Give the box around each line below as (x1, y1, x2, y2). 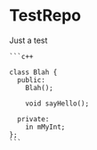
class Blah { (9, 68, 58, 77)
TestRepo (9, 5, 82, 26)
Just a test (9, 35, 48, 46)
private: (17, 114, 50, 123)
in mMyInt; (25, 122, 66, 131)
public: (17, 75, 46, 85)
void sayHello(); (25, 99, 90, 108)
